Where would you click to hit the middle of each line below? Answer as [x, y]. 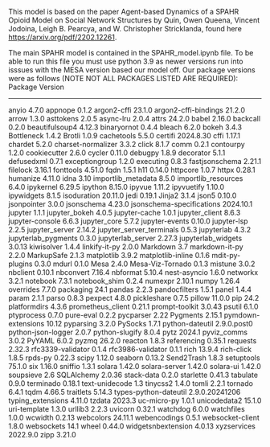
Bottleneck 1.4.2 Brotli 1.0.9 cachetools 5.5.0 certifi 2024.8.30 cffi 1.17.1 [125, 135]
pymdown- [242, 315]
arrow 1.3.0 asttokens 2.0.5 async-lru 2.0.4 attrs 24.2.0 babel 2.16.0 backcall [135, 119]
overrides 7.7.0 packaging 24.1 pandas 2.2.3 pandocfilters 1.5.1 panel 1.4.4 [130, 289]
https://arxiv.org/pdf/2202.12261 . [63, 37]
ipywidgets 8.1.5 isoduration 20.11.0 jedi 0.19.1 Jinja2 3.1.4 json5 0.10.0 [123, 195]
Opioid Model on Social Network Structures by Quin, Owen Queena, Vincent [134, 20]
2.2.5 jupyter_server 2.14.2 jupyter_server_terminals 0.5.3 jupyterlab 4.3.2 [130, 230]
